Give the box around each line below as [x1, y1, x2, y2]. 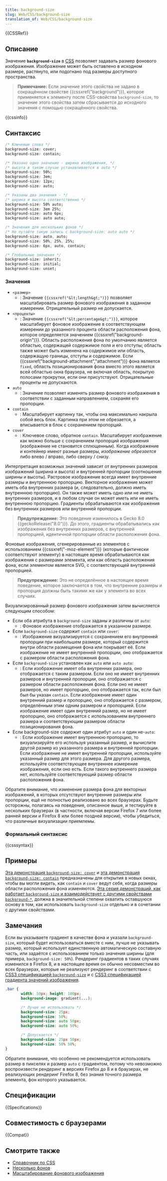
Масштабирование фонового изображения [12, 1171, 105, 1177]
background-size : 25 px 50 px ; [20, 1037, 81, 1042]
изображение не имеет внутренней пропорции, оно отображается [19, 650, 163, 656]
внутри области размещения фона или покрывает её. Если [19, 644, 146, 650]
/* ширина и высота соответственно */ [5, 197, 86, 202]
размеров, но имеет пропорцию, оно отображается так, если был [19, 687, 161, 693]
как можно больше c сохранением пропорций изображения [19, 438, 149, 444]
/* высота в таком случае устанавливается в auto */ [5, 165, 117, 170]
